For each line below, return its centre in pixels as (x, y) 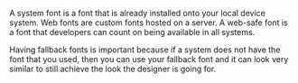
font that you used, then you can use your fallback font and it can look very (149, 59)
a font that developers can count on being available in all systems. (132, 32)
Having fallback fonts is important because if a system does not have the (145, 50)
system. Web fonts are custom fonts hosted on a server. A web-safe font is (149, 23)
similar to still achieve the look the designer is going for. (113, 69)
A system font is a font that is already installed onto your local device (138, 13)
